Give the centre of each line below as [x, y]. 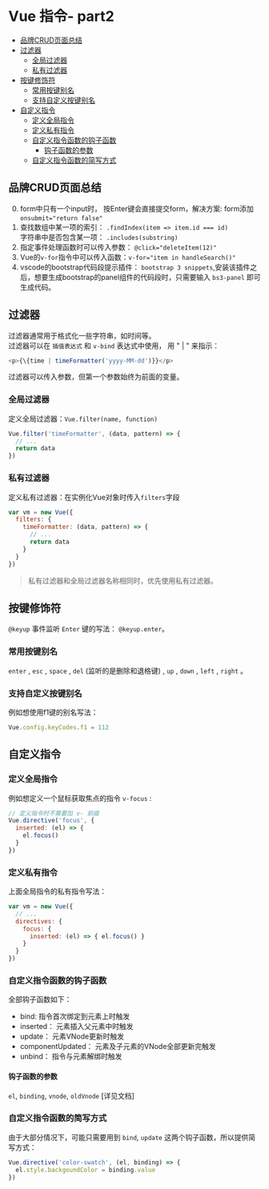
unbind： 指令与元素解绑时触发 [71, 1056]
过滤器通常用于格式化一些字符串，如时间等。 [82, 335]
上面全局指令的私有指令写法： [57, 891]
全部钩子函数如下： [40, 999]
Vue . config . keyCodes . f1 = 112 [59, 727]
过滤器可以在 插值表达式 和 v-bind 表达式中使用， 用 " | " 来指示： [114, 346]
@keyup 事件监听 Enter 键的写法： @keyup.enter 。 [89, 629]
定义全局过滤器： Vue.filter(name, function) [83, 418]
